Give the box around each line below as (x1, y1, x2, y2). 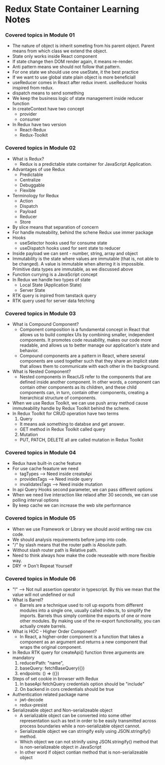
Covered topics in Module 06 (5, 575, 76, 582)
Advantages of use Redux (12, 166, 65, 172)
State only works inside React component (12, 53, 97, 59)
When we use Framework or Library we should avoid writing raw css (12, 526, 152, 532)
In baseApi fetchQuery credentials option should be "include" (19, 681, 145, 687)
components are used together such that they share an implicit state (19, 358, 159, 364)
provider (19, 111, 37, 117)
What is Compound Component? (12, 321, 79, 327)
